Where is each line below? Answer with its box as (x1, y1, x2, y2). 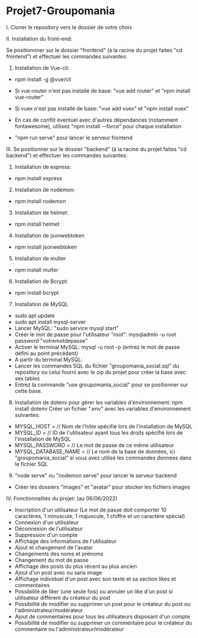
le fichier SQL (14, 460, 48, 467)
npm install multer (14, 266, 59, 273)
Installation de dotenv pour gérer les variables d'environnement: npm (14, 399, 183, 406)
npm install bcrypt (14, 289, 59, 296)
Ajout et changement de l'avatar (14, 543, 93, 551)
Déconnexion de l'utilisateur (14, 525, 83, 532)
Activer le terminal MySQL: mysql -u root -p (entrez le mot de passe (14, 343, 180, 350)
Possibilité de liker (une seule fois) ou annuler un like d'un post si (14, 588, 173, 595)
